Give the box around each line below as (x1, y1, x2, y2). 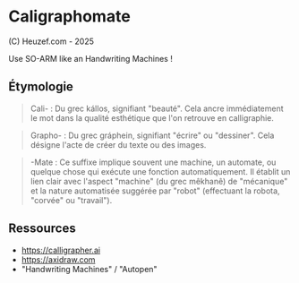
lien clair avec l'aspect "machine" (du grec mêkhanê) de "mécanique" (30, 176, 288, 186)
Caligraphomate (8, 6, 131, 27)
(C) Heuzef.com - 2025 (8, 36, 95, 47)
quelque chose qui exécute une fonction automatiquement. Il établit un (30, 166, 291, 176)
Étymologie (8, 79, 73, 95)
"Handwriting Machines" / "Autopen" (21, 263, 158, 274)
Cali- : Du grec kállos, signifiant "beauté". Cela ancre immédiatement (30, 103, 284, 114)
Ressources (8, 221, 77, 236)
